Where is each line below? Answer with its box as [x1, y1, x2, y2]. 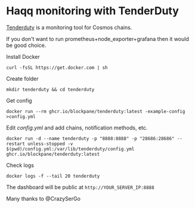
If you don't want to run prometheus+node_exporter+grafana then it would [6, 35, 189, 42]
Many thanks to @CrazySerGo [6, 195, 81, 202]
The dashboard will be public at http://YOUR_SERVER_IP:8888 [6, 183, 154, 191]
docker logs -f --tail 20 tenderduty [6, 173, 100, 179]
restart [6, 141, 26, 147]
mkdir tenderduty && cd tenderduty [6, 86, 95, 93]
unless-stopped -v [27, 141, 73, 147]
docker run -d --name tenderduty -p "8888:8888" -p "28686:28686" [6, 135, 175, 141]
